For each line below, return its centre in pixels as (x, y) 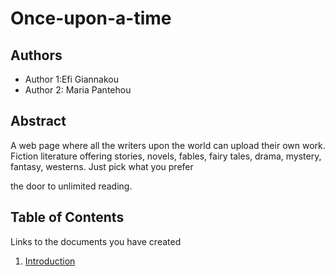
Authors (36, 55)
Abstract (38, 121)
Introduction (50, 261)
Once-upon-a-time (91, 18)
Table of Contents (67, 217)
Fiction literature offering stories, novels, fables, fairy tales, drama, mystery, (166, 156)
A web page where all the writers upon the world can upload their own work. (168, 145)
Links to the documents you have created (96, 241)
